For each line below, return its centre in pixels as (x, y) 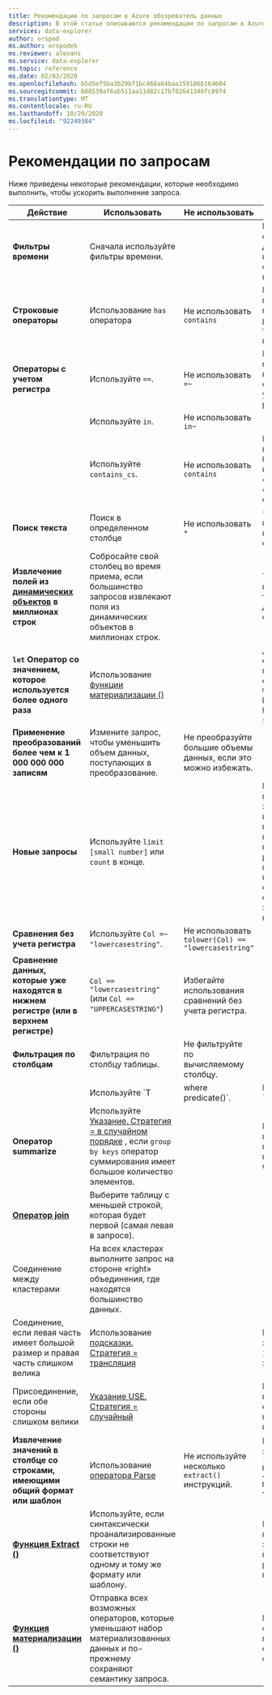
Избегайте (204, 980)
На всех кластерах (127, 1248)
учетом (28, 379)
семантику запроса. (130, 1679)
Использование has (128, 310)
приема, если (116, 576)
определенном (119, 527)
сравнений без (213, 1000)
